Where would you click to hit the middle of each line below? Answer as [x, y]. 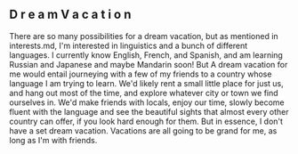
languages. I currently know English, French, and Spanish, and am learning [146, 55]
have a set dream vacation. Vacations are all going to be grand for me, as [143, 130]
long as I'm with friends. [53, 140]
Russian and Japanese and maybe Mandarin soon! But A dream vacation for [149, 64]
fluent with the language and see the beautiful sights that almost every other [149, 111]
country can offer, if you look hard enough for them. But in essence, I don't [146, 121]
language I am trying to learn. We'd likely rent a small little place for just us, [147, 83]
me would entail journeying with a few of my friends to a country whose [141, 74]
